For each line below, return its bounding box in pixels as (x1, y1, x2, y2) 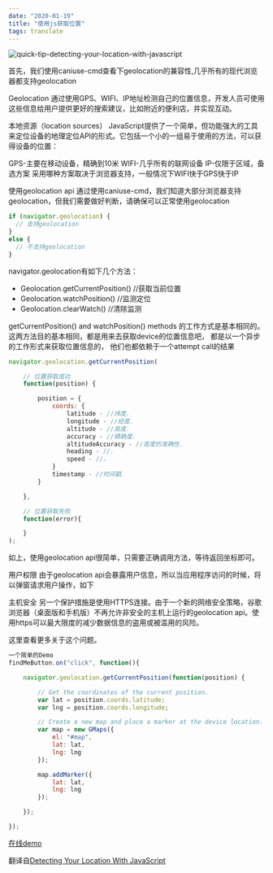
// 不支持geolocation (15, 242, 85, 251)
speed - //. (66, 455, 107, 464)
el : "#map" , (51, 733, 93, 741)
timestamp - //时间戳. (51, 470, 125, 478)
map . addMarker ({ (37, 770, 93, 779)
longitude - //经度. (66, 417, 134, 426)
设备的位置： (15, 142, 58, 151)
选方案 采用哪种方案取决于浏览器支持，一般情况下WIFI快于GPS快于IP (8, 168, 239, 179)
